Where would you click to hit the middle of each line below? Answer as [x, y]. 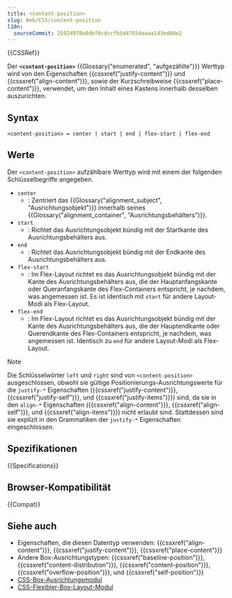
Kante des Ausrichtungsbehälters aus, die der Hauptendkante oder [124, 326]
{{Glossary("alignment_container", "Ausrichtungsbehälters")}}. [117, 215]
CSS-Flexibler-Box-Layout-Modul [65, 587]
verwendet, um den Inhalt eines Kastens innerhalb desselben [130, 88]
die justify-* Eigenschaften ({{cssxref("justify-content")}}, [93, 390]
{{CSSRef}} [24, 53]
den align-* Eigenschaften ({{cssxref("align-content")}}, [89, 404]
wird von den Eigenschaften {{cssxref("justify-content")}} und [96, 74]
